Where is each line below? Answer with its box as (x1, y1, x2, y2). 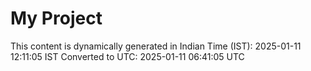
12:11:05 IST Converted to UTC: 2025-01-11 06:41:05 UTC (10, 50, 245, 62)
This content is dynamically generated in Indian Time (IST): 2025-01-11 (10, 40, 302, 52)
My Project (10, 7, 103, 30)
